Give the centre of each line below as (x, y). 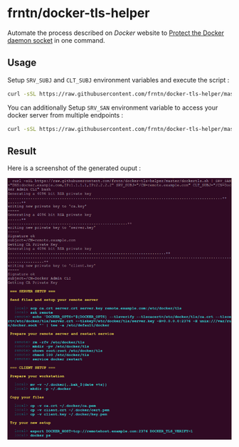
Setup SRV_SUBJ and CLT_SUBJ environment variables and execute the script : (118, 80)
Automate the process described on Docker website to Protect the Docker (116, 33)
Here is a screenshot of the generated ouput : (74, 168)
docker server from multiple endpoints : (65, 115)
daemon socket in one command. (56, 40)
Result (22, 151)
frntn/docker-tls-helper (79, 13)
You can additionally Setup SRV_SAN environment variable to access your (113, 107)
